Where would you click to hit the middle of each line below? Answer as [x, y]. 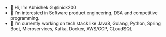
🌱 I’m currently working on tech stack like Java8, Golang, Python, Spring [85, 23]
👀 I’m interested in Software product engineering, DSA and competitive [84, 13]
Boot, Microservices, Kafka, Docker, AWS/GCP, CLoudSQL [71, 29]
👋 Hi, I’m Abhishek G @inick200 [43, 8]
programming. [25, 18]
